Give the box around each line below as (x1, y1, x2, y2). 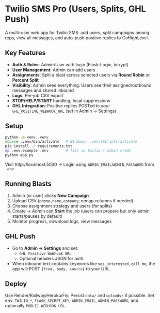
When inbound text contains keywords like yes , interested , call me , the (12, 260, 155, 267)
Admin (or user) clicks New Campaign (12, 193, 89, 198)
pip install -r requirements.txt (5, 144, 73, 149)
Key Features (5, 49, 46, 57)
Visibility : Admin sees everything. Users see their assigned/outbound (12, 82, 152, 88)
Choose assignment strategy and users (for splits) (12, 203, 112, 209)
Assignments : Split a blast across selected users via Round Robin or (12, 72, 150, 78)
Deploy (5, 280, 27, 288)
